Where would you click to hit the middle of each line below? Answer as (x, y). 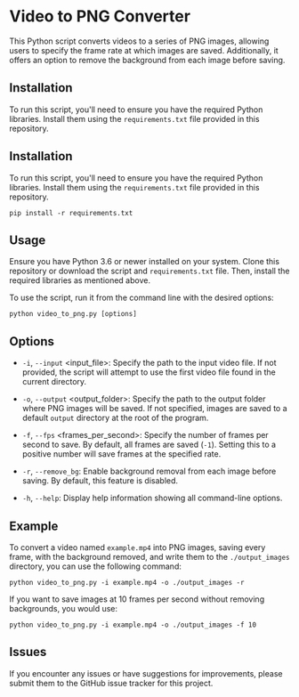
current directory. (54, 382)
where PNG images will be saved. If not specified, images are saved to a (154, 409)
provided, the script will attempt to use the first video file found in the (149, 372)
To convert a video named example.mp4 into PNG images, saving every (137, 547)
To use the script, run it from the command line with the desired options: (141, 298)
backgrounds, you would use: (64, 608)
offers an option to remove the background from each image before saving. (147, 60)
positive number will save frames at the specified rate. (121, 454)
